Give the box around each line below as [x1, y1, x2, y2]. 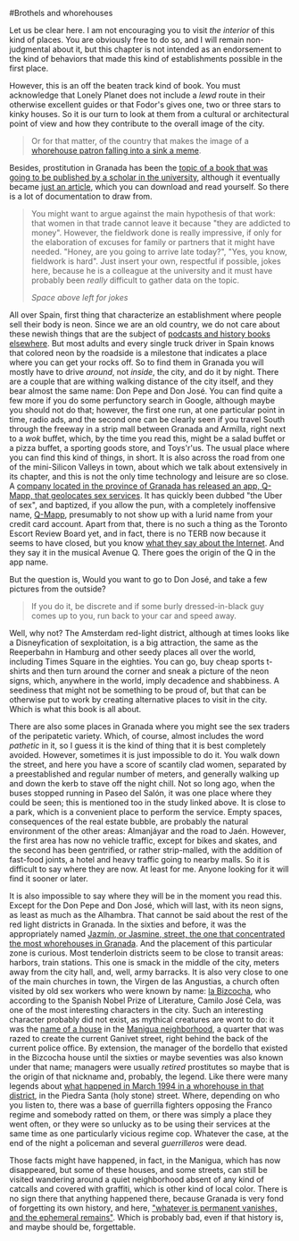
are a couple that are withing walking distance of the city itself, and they [9, 376, 274, 387]
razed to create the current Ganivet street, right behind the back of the [9, 1033, 269, 1043]
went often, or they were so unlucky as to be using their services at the [9, 1118, 270, 1129]
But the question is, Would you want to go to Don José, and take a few [9, 574, 268, 584]
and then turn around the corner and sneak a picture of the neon [31, 666, 270, 676]
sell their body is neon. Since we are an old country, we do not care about [9, 319, 280, 329]
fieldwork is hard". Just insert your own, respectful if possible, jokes [30, 256, 281, 267]
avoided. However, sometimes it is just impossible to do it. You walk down [9, 750, 280, 760]
